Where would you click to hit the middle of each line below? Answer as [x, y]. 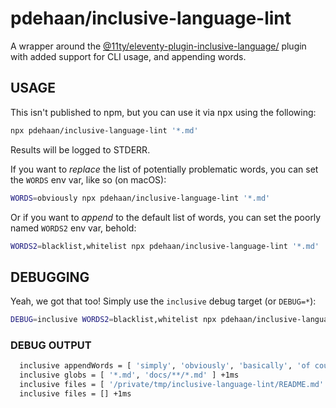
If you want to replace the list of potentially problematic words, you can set [164, 169]
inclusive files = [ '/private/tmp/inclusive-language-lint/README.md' [172, 385]
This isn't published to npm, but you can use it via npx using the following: [163, 112]
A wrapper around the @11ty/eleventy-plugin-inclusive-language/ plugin [158, 46]
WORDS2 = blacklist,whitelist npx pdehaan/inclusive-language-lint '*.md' [165, 246]
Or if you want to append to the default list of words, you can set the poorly [166, 217]
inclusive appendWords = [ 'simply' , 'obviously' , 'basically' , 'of [165, 366]
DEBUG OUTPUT [51, 345]
